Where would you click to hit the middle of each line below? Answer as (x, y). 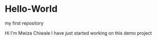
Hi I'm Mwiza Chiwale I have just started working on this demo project (78, 33)
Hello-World (31, 9)
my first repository (24, 23)
